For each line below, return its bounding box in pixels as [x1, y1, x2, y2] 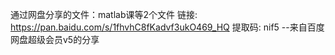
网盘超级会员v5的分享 [10, 34, 100, 45]
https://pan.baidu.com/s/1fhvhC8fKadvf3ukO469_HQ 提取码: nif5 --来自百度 [10, 21, 325, 33]
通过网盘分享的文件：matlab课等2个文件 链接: [10, 9, 198, 20]
